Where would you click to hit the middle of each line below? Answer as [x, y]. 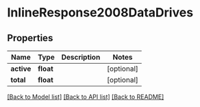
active [21, 69]
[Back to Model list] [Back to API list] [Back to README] [86, 97]
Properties [30, 38]
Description [81, 57]
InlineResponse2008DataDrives [100, 13]
